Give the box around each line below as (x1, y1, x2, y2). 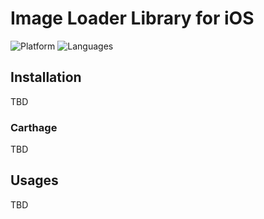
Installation (10, 69, 82, 86)
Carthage (10, 120, 58, 134)
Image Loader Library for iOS (10, 7, 255, 30)
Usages (10, 172, 59, 189)
